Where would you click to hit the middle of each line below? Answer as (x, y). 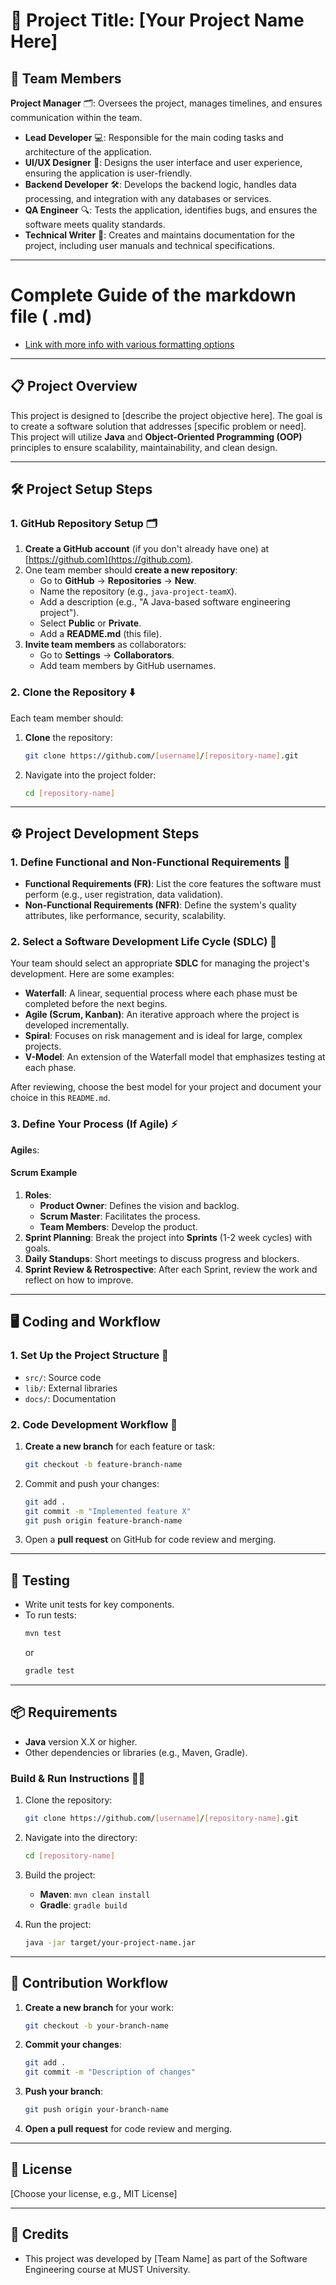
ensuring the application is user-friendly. (108, 173)
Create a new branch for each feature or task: (120, 1446)
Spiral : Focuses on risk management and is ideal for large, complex (163, 1036)
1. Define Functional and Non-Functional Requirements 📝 (150, 862)
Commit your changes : (73, 2045)
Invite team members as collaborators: (105, 645)
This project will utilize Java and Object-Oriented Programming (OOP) (156, 436)
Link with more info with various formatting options (129, 344)
